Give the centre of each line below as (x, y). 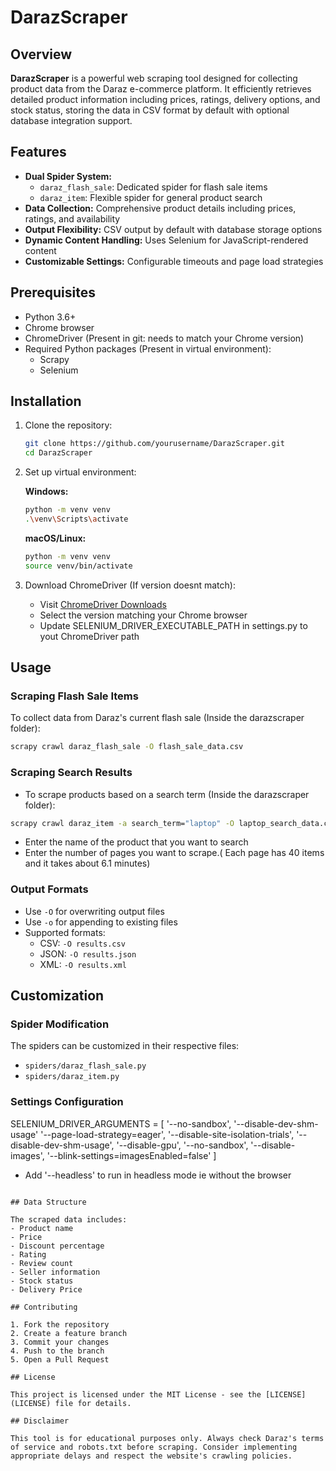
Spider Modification (60, 1024)
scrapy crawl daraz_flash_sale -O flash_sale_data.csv (127, 747)
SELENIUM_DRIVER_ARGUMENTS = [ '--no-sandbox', (121, 1123)
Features (38, 152)
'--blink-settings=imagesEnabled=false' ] (131, 1155)
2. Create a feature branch (69, 1333)
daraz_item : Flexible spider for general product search (151, 197)
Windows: (46, 492)
